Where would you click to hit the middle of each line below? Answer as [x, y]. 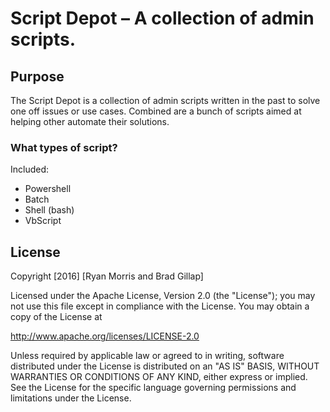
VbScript [43, 221]
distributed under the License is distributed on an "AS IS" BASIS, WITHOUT [165, 366]
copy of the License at [56, 317]
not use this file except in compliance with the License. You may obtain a [160, 306]
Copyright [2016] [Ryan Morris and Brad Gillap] [107, 276]
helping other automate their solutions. [90, 121]
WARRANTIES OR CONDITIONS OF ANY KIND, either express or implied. [159, 377]
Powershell [48, 189]
